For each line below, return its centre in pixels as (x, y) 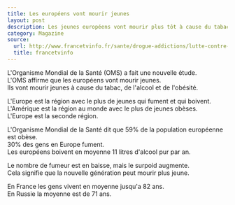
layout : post (26, 20)
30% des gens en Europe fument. (56, 144)
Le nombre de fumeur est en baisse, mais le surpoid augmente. (99, 165)
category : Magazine (36, 33)
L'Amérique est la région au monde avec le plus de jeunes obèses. (102, 108)
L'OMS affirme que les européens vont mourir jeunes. (84, 80)
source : (19, 40)
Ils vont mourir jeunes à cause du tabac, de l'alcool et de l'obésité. (103, 87)
